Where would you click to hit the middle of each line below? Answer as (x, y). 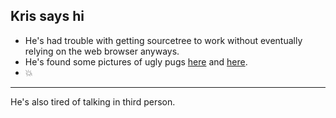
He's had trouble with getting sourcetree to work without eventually (163, 40)
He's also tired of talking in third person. (93, 101)
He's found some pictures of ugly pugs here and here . (136, 61)
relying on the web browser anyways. (102, 51)
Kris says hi (47, 16)
